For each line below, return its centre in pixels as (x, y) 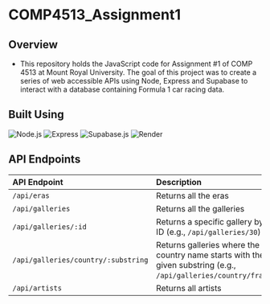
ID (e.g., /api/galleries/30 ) (209, 232)
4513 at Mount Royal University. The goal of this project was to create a (138, 72)
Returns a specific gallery (204, 221)
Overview (33, 45)
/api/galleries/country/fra (210, 275)
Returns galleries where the (208, 244)
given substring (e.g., (196, 265)
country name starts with (203, 255)
